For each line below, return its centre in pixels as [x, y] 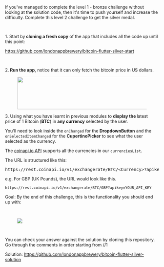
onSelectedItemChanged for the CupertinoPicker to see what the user [74, 136]
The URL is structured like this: [36, 160]
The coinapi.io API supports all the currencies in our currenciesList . [74, 151]
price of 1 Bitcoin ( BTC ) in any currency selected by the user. [67, 121]
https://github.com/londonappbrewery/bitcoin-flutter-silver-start [70, 51]
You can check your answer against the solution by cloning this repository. [80, 240]
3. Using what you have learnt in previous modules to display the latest [76, 116]
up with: [13, 202]
